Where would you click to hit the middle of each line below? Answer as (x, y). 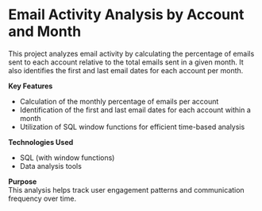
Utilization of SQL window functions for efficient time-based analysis (132, 127)
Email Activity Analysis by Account (126, 15)
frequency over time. (42, 198)
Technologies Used (41, 142)
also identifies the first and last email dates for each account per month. (126, 70)
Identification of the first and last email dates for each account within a (135, 110)
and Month (45, 31)
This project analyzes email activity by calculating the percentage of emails (131, 53)
